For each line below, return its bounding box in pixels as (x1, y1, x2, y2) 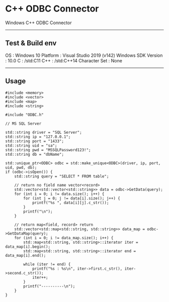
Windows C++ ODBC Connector (5, 20, 72, 26)
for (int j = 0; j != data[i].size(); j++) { (23, 195, 121, 201)
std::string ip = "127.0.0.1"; (5, 134, 71, 139)
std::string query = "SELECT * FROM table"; (14, 174, 109, 179)
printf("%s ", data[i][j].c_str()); (32, 200, 109, 205)
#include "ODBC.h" (5, 112, 44, 117)
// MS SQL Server (5, 121, 42, 126)
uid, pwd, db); (5, 165, 37, 170)
